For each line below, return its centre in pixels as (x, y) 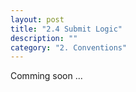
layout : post (37, 19)
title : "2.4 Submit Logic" (66, 29)
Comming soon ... (46, 76)
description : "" (44, 38)
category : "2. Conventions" (69, 47)
